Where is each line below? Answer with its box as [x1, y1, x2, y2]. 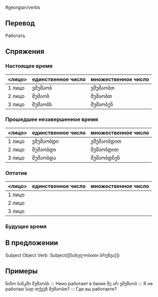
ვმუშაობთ [90, 84, 115, 91]
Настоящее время [5, 63, 53, 70]
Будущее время [5, 223, 47, 230]
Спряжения [5, 47, 45, 56]
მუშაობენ [90, 101, 113, 108]
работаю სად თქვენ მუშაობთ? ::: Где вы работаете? [5, 286, 117, 292]
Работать [5, 33, 25, 39]
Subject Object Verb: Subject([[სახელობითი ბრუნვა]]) [5, 252, 120, 258]
